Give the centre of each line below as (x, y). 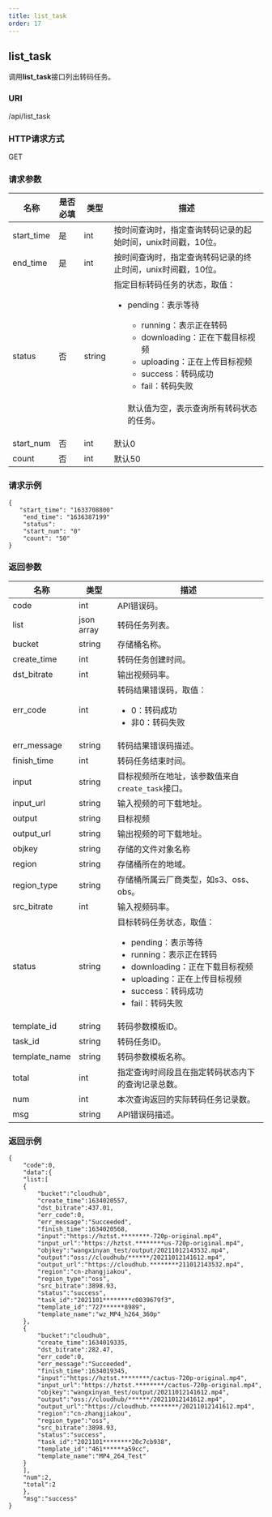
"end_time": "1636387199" (67, 517)
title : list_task (38, 16)
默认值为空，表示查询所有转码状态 (192, 409)
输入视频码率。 (146, 906)
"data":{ (38, 1172)
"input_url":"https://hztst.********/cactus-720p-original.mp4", (150, 1386)
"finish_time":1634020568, (83, 1229)
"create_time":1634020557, (83, 1201)
